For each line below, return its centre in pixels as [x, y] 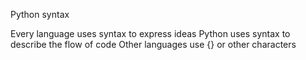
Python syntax [40, 14]
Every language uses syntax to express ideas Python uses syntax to [150, 33]
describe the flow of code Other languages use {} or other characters [153, 44]
